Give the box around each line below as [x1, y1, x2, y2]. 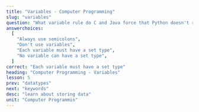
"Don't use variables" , [17, 42, 76, 48]
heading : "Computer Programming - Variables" [6, 69, 120, 75]
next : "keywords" [6, 86, 49, 92]
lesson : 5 [6, 75, 31, 81]
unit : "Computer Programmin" [6, 97, 78, 103]
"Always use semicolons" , [17, 36, 81, 42]
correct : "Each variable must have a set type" [6, 63, 126, 70]
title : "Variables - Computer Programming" [6, 8, 115, 15]
